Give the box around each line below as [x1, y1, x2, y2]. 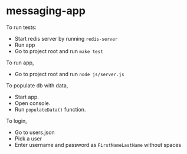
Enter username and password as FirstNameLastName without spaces [14, 141, 182, 148]
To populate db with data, [6, 81, 68, 89]
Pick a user [14, 135, 42, 142]
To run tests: [6, 24, 37, 31]
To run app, [6, 59, 34, 66]
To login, [6, 117, 28, 124]
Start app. [14, 93, 40, 100]
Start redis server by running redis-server [14, 35, 118, 42]
